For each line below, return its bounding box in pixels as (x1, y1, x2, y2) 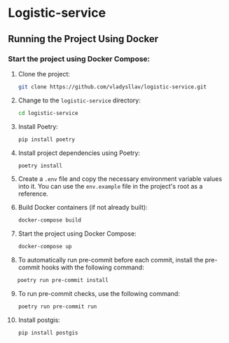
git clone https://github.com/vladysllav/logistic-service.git (18, 83, 207, 90)
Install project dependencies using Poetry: (18, 149, 141, 157)
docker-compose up (18, 243, 72, 250)
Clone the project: (18, 69, 71, 78)
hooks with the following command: (41, 263, 144, 271)
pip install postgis (18, 329, 78, 336)
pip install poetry (18, 135, 76, 143)
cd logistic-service (18, 109, 78, 116)
